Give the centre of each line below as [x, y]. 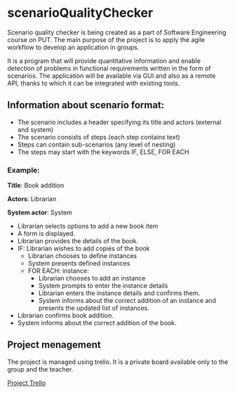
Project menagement [54, 345]
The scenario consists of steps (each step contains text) [99, 137]
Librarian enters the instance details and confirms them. [119, 293]
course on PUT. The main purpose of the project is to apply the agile [106, 39]
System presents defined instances [79, 264]
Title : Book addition [36, 185]
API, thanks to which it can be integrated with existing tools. [94, 83]
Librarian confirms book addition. [66, 315]
